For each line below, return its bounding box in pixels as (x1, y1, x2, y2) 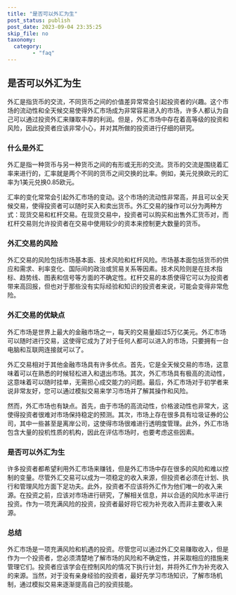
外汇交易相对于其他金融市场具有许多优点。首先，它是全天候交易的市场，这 (7, 360, 223, 369)
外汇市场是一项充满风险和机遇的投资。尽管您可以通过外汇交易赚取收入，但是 (7, 545, 229, 554)
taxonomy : (7, 37, 37, 44)
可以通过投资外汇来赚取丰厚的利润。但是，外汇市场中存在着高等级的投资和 (13, 115, 229, 123)
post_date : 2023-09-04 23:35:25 (7, 23, 102, 30)
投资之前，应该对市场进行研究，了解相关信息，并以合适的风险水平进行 (25, 490, 229, 499)
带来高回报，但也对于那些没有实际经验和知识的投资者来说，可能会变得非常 (7, 282, 223, 290)
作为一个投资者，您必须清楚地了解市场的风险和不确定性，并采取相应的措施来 (7, 554, 229, 563)
